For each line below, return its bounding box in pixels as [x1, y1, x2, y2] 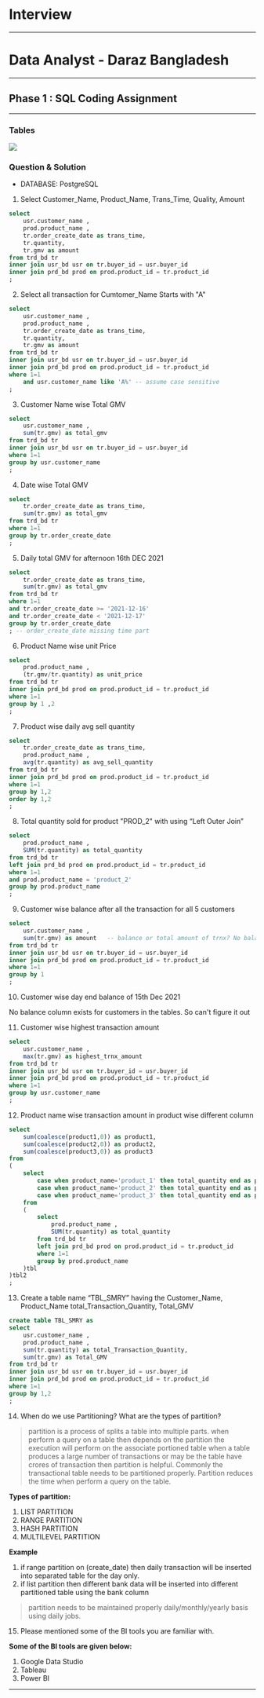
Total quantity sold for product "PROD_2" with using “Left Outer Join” [20, 817, 244, 826]
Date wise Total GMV [20, 480, 89, 489]
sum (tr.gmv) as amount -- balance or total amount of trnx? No [23, 934, 241, 942]
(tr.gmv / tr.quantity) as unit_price [23, 671, 143, 679]
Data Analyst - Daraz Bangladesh [9, 51, 230, 69]
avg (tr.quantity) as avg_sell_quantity [23, 759, 154, 767]
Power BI [20, 1673, 50, 1682]
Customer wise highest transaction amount [20, 1023, 160, 1032]
